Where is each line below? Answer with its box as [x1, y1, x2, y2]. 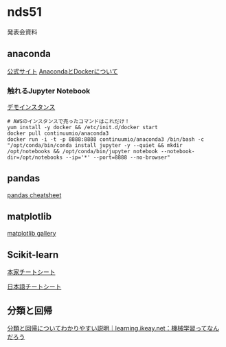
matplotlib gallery [7, 229, 56, 237]
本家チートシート [7, 268, 56, 276]
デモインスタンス [7, 103, 56, 111]
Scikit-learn [7, 249, 59, 261]
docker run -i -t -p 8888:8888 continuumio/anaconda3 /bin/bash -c [7, 136, 205, 143]
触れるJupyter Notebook [7, 86, 91, 96]
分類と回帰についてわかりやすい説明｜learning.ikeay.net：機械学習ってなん [7, 324, 220, 333]
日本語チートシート [7, 282, 62, 291]
